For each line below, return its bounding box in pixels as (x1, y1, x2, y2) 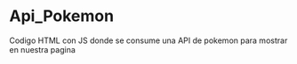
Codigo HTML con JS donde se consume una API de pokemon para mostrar (9, 35, 288, 46)
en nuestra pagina (9, 44, 76, 54)
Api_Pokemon (9, 6, 114, 26)
